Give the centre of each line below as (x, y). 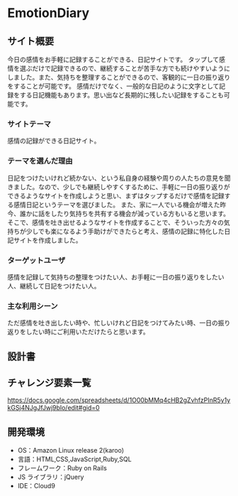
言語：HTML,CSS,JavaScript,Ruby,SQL (75, 459)
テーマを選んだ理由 (40, 161)
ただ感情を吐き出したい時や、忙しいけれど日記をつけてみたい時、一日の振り (119, 323)
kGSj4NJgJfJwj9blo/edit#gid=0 (54, 408)
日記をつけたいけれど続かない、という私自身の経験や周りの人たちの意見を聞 (119, 178)
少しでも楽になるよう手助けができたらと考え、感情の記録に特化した (125, 231)
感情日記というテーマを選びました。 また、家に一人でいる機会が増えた (117, 205)
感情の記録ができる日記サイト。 (54, 141)
